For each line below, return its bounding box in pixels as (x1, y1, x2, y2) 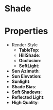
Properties (4, 26, 48, 37)
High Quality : (11, 100, 39, 106)
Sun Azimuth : (11, 68, 40, 74)
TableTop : (18, 47, 39, 53)
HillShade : (18, 52, 40, 58)
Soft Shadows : (11, 89, 42, 95)
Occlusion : (18, 58, 42, 64)
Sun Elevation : (11, 73, 42, 79)
